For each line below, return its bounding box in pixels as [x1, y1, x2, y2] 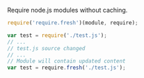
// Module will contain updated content [7, 58, 127, 65]
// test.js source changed [7, 45, 86, 52]
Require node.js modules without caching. [7, 6, 128, 14]
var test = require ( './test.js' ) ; [7, 31, 108, 39]
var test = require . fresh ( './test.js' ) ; [7, 64, 127, 72]
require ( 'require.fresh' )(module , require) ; [7, 19, 138, 26]
